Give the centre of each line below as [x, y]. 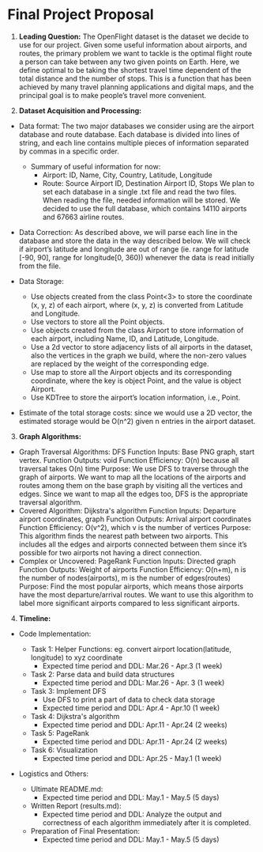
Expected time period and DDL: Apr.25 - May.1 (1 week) [132, 758]
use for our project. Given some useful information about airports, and [133, 44]
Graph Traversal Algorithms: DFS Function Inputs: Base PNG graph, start [137, 452]
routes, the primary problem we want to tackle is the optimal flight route [135, 53]
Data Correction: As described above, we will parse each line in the [128, 232]
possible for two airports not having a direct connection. [110, 552]
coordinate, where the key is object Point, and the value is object [136, 381]
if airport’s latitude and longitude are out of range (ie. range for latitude [134, 249]
